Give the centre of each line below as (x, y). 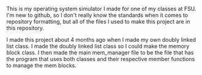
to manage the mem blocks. (41, 65)
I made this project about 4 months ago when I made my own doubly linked (101, 40)
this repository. (25, 28)
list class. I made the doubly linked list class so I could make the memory (98, 46)
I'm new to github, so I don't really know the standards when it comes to (97, 15)
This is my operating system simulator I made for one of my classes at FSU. (101, 9)
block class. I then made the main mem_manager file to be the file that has (100, 53)
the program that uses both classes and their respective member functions (101, 59)
